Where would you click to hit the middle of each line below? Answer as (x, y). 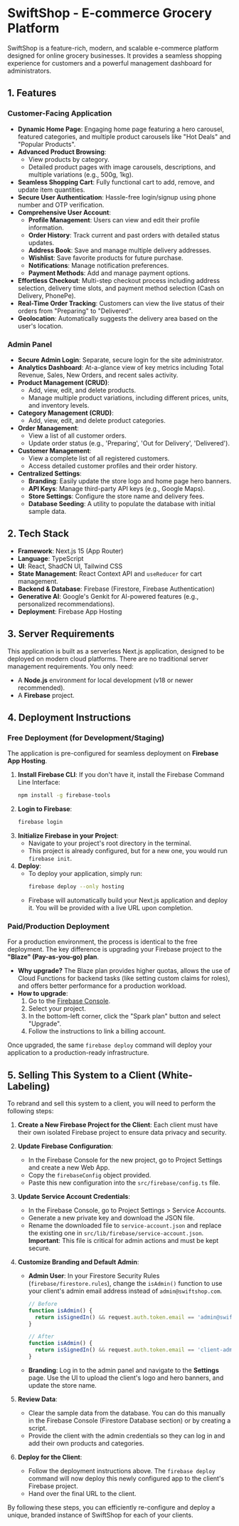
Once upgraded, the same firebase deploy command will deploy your (110, 1045)
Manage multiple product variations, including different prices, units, (128, 398)
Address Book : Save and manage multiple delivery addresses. (119, 250)
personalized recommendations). (66, 604)
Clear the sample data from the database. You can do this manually (127, 1413)
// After (41, 1337)
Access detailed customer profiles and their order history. (113, 465)
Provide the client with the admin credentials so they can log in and (127, 1435)
